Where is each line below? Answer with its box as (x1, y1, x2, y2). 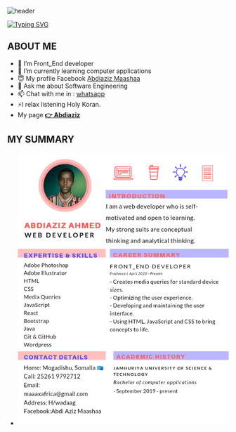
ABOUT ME (7, 41, 58, 53)
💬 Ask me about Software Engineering (17, 81, 128, 90)
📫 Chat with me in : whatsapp (17, 89, 105, 98)
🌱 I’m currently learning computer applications (17, 67, 152, 75)
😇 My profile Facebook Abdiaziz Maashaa (17, 74, 140, 82)
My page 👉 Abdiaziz (17, 110, 81, 119)
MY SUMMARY (7, 133, 75, 145)
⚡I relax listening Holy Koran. (17, 100, 101, 108)
